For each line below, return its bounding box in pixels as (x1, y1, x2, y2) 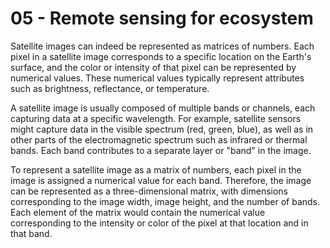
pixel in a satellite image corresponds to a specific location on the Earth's (10, 50, 312, 62)
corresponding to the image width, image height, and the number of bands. (10, 195, 321, 207)
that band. (10, 227, 53, 239)
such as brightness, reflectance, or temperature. (10, 82, 210, 94)
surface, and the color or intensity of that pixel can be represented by (10, 61, 297, 73)
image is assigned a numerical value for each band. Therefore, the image (10, 174, 312, 186)
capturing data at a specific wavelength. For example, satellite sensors (10, 112, 302, 124)
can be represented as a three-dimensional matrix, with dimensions (10, 185, 288, 197)
